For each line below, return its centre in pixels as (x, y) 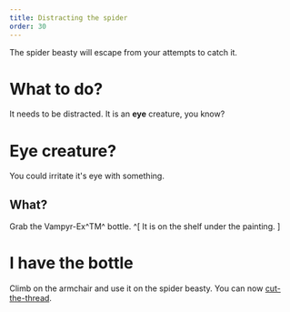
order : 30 (28, 26)
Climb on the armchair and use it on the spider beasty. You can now (136, 288)
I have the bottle (71, 263)
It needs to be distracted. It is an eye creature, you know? (117, 114)
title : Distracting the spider (69, 18)
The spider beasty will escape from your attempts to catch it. (124, 52)
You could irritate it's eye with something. (87, 176)
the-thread (30, 298)
